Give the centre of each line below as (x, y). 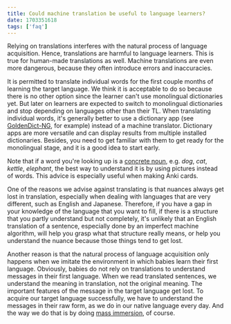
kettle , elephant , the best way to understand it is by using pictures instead (112, 169)
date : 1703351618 (32, 20)
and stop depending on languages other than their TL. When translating (109, 111)
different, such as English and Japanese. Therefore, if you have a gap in (110, 204)
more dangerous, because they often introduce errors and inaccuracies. (110, 68)
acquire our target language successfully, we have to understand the (105, 298)
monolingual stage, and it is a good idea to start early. (84, 148)
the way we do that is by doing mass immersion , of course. (91, 313)
